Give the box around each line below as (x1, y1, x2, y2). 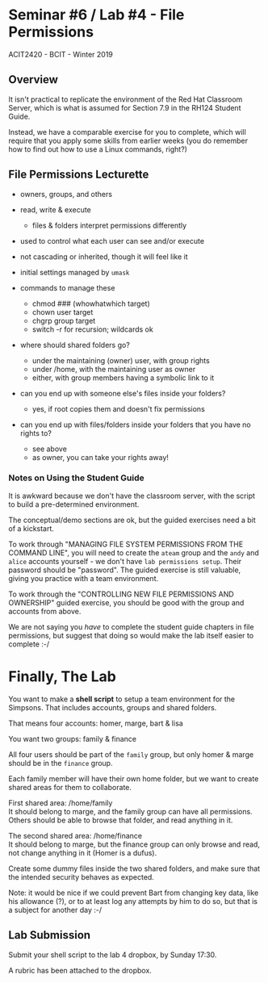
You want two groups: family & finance (8, 734, 137, 743)
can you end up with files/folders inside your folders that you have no (19, 420, 252, 429)
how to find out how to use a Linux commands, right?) (8, 144, 188, 154)
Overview (8, 73, 59, 86)
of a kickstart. (8, 523, 55, 533)
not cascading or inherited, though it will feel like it (19, 252, 188, 261)
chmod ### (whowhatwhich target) (31, 299, 151, 308)
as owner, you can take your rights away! (31, 452, 170, 462)
